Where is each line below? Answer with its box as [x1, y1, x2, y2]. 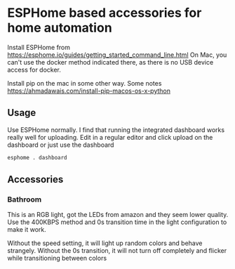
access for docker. [7, 65, 62, 74]
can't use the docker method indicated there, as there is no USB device [7, 58, 214, 66]
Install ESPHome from [7, 43, 71, 51]
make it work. [7, 225, 47, 234]
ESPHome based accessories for [7, 5, 202, 21]
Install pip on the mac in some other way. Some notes [7, 79, 162, 87]
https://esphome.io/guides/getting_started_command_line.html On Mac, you [7, 51, 227, 59]
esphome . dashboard [7, 154, 68, 161]
